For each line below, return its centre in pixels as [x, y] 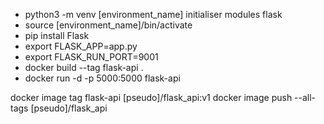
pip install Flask [57, 35]
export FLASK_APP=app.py [81, 46]
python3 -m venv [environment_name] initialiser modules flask [153, 14]
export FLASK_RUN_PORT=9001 [91, 57]
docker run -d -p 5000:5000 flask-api [102, 78]
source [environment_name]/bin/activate [108, 25]
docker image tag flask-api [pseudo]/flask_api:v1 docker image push [151, 97]
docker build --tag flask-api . [84, 67]
